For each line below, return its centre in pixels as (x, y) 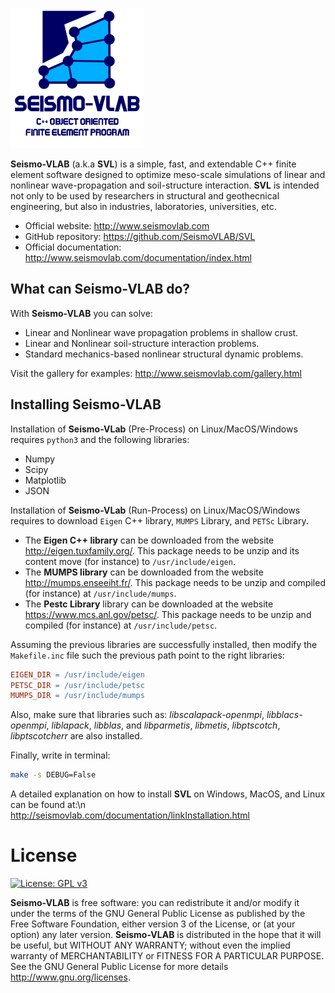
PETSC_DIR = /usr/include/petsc (77, 685)
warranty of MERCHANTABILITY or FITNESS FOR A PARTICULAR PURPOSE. (167, 956)
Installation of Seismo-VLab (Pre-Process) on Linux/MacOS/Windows (154, 429)
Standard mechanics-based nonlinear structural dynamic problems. (164, 354)
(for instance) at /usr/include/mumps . (100, 593)
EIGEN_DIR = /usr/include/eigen (77, 674)
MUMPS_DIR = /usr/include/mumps (77, 696)
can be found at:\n (48, 805)
